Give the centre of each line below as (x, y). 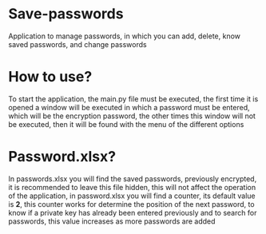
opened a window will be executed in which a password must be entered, (129, 107)
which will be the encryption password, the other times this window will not (132, 116)
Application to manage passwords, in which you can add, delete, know (125, 36)
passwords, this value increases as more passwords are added (112, 221)
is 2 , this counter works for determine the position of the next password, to (131, 204)
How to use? (50, 77)
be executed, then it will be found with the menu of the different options (126, 124)
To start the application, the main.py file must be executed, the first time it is (133, 99)
